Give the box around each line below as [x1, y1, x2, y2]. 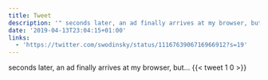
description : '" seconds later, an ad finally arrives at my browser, [8, 19, 248, 27]
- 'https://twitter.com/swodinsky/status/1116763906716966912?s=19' [15, 41, 248, 49]
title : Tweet [8, 11, 52, 20]
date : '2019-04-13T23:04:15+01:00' [8, 26, 127, 34]
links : [8, 33, 30, 42]
